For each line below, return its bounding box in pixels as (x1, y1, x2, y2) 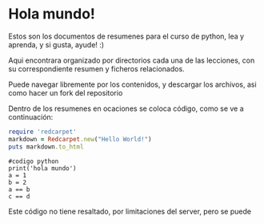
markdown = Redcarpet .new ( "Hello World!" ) (8, 135, 152, 143)
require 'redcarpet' (8, 128, 78, 136)
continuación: (8, 112, 54, 121)
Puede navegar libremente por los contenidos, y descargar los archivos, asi (8, 79, 258, 89)
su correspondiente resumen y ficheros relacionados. (8, 63, 186, 73)
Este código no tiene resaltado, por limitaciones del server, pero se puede (8, 206, 252, 216)
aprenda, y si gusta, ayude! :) (8, 39, 105, 49)
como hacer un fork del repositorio (8, 88, 123, 97)
